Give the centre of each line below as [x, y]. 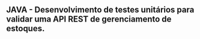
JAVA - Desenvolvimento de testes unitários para [100, 10]
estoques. [26, 28]
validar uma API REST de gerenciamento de [89, 19]
